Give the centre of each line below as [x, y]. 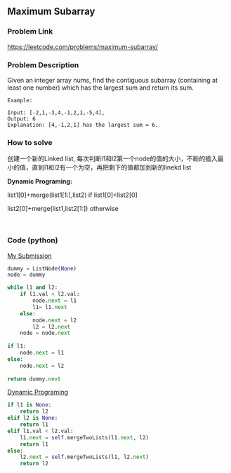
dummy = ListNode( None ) [42, 268]
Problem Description [43, 64]
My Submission [29, 256]
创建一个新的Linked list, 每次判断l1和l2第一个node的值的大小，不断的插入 [112, 159]
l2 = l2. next [52, 327]
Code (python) [33, 240]
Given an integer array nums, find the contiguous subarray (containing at [113, 80]
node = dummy [26, 275]
